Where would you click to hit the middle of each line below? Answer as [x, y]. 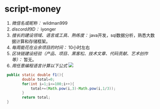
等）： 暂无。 [24, 59]
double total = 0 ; [38, 79]
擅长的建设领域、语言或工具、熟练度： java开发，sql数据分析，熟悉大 [81, 35]
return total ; [36, 98]
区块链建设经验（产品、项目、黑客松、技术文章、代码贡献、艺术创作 [80, 53]
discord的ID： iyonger [34, 29]
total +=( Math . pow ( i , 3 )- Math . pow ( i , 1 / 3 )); [73, 89]
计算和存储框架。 [33, 41]
